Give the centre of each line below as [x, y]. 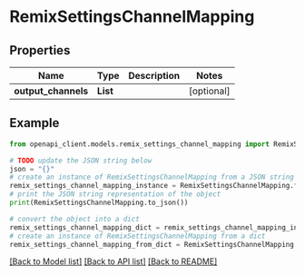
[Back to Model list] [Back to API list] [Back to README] [113, 261]
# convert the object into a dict [75, 219]
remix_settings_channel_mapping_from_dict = [95, 244]
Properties [40, 50]
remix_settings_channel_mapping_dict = [85, 227]
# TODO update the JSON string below [81, 161]
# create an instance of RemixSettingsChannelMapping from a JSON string [152, 177]
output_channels [51, 91]
